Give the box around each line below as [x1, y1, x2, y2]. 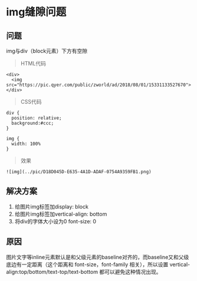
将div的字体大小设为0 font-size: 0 [14, 217, 96, 224]
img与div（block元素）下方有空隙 [6, 48, 88, 54]
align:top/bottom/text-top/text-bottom [6, 268, 98, 275]
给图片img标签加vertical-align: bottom [14, 210, 107, 217]
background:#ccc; [11, 120, 54, 126]
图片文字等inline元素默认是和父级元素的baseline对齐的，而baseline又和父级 [6, 253, 189, 260]
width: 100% [11, 141, 41, 147]
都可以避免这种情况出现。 [99, 268, 162, 275]
